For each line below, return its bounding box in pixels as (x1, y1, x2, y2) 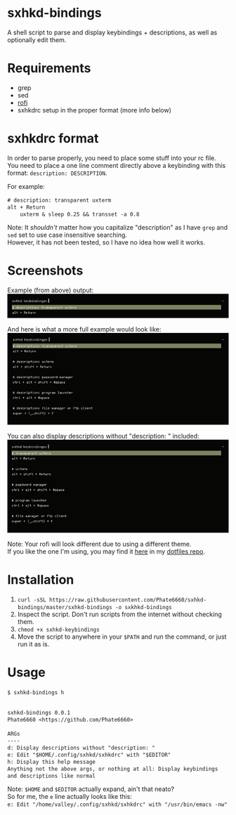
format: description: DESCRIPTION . (7, 169, 107, 177)
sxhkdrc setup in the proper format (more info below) (17, 105, 172, 114)
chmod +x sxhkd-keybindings (17, 626, 100, 633)
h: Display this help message (7, 758, 96, 765)
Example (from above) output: (7, 286, 94, 294)
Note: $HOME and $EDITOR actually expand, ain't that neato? (7, 785, 174, 793)
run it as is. (17, 639, 50, 648)
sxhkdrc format (7, 131, 99, 147)
